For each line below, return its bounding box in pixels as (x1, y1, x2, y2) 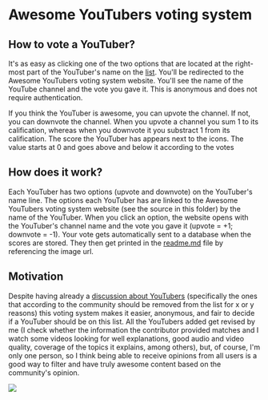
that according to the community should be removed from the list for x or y (8, 299, 254, 309)
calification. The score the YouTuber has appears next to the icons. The (8, 134, 244, 143)
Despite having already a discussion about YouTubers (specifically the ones (8, 291, 258, 301)
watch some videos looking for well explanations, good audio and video (8, 333, 245, 343)
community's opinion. (8, 367, 80, 378)
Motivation (8, 270, 64, 284)
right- (234, 59, 254, 68)
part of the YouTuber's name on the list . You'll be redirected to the (26, 67, 244, 77)
